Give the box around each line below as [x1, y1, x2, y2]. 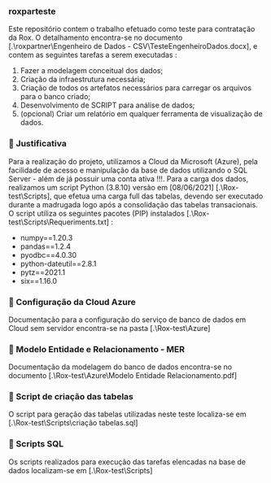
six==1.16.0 [20, 276, 58, 285]
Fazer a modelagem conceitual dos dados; [20, 66, 164, 76]
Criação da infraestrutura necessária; [20, 75, 146, 85]
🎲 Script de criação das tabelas [8, 391, 134, 402]
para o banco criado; [20, 92, 91, 102]
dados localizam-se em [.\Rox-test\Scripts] [8, 465, 153, 475]
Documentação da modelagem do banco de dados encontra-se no [8, 362, 233, 372]
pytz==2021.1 [20, 267, 66, 277]
